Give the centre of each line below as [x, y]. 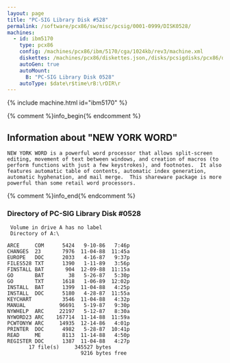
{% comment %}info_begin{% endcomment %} [74, 116]
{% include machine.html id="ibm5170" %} [67, 103]
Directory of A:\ [35, 234]
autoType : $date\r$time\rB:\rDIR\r [70, 83]
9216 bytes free [104, 353]
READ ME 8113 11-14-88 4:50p [68, 336]
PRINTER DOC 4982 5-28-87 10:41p [68, 330]
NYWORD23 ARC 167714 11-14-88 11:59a [68, 318]
